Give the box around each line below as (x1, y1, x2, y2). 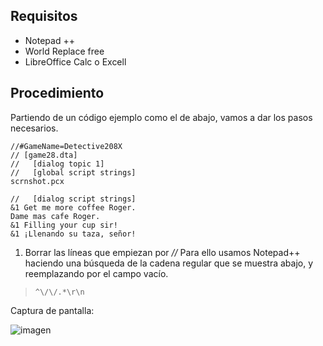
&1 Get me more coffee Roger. (10, 202, 137, 213)
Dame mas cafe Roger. (10, 211, 101, 221)
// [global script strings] (10, 167, 137, 178)
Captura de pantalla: (10, 304, 95, 316)
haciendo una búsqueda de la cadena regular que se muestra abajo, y (24, 257, 314, 269)
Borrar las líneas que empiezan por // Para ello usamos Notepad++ (24, 246, 301, 258)
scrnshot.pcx (10, 176, 65, 186)
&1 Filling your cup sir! (10, 220, 118, 230)
